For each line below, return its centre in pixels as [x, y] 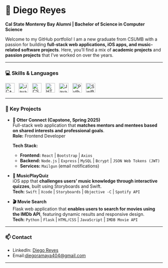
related [13, 50]
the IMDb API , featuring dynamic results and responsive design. [78, 214]
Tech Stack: [25, 145]
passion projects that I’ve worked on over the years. [59, 55]
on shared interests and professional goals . [58, 130]
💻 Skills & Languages [32, 73]
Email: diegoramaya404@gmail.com [49, 255]
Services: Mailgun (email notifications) [59, 166]
